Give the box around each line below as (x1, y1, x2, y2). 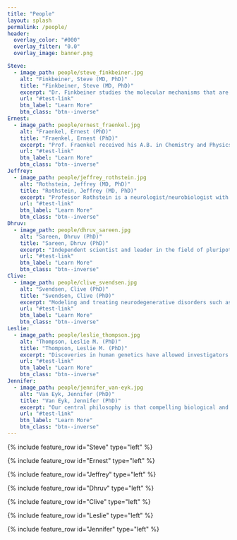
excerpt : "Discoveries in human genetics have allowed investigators (20, 351, 229, 359)
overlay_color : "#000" (13, 37, 80, 44)
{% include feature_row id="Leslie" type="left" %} (7, 511, 154, 520)
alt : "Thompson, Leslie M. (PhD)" (20, 338, 121, 345)
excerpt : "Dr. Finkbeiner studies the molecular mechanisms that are (20, 89, 229, 96)
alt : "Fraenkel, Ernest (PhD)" (20, 128, 112, 135)
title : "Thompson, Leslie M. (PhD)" (20, 344, 128, 352)
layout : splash (7, 17, 52, 24)
